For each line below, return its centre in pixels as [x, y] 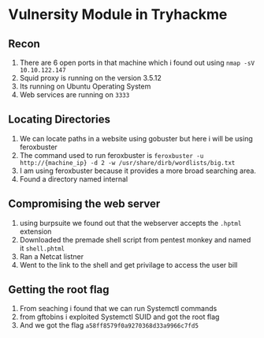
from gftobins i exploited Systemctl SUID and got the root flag [119, 317]
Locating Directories [59, 120]
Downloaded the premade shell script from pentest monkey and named [135, 239]
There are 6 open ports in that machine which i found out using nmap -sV [137, 62]
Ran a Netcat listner [52, 256]
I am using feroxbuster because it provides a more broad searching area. [138, 171]
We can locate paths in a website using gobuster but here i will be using [136, 138]
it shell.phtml [42, 248]
